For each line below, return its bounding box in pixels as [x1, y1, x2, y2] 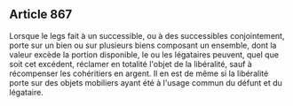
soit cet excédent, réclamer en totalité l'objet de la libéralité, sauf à [9, 58, 253, 69]
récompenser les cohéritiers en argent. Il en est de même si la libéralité [9, 68, 269, 79]
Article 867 [9, 7, 73, 22]
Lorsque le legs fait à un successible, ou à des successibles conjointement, [9, 30, 285, 41]
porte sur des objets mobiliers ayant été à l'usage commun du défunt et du [9, 77, 282, 87]
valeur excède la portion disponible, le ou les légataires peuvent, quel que [9, 49, 280, 60]
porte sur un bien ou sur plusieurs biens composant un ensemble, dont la [9, 40, 277, 50]
